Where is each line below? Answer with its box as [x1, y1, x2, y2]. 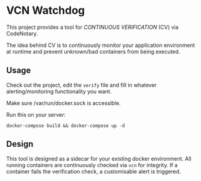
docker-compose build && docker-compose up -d [6, 123, 125, 129]
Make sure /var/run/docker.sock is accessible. [6, 99, 121, 106]
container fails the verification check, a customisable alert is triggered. [6, 168, 181, 175]
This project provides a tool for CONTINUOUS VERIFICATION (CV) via [6, 23, 179, 31]
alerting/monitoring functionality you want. [6, 88, 112, 95]
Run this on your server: [6, 111, 66, 118]
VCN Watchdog [6, 4, 85, 17]
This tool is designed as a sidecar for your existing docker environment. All [6, 155, 191, 162]
